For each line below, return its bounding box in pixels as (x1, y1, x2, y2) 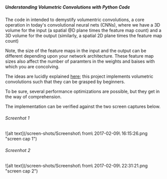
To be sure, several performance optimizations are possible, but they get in (5, 88, 160, 94)
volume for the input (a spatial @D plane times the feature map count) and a (5, 27, 161, 33)
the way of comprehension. (5, 93, 62, 100)
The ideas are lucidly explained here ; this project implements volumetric (5, 73, 153, 79)
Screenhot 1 (5, 115, 30, 121)
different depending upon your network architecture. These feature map (5, 53, 154, 59)
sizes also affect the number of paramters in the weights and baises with (5, 58, 155, 64)
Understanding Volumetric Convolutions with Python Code (5, 4, 130, 10)
